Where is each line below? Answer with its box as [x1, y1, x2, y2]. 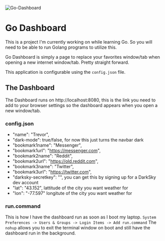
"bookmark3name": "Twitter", [12, 164, 74, 170]
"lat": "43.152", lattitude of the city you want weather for [12, 185, 128, 191]
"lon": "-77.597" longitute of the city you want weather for [12, 190, 132, 196]
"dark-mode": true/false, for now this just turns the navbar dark [12, 137, 144, 143]
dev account [12, 180, 39, 186]
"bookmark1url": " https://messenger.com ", [12, 148, 101, 154]
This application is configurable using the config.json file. [5, 69, 126, 75]
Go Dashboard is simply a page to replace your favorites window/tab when [5, 54, 160, 60]
